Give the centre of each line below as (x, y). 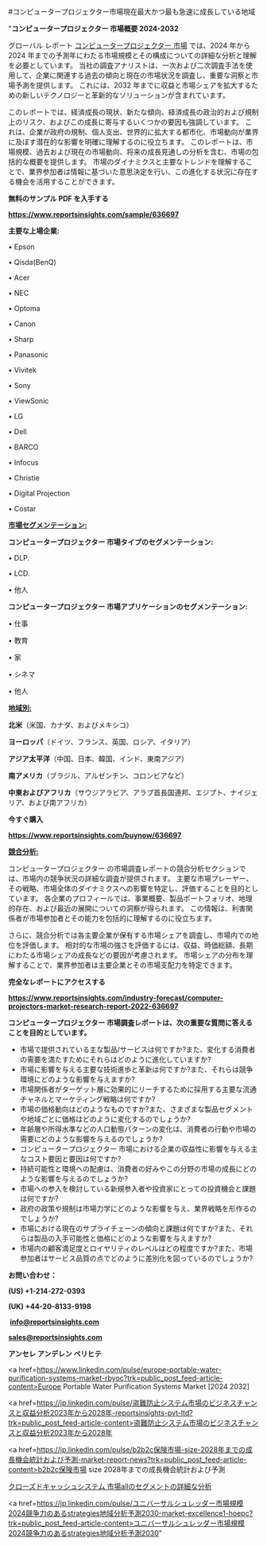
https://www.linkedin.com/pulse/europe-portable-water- (129, 1369)
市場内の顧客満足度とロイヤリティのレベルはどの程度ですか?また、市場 (136, 1248)
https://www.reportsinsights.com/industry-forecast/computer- (116, 998)
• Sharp (21, 339)
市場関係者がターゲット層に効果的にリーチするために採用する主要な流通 (138, 1089)
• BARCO (23, 447)
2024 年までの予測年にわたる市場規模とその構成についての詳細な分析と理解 (132, 55)
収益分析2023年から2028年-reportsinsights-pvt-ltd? (107, 1413)
